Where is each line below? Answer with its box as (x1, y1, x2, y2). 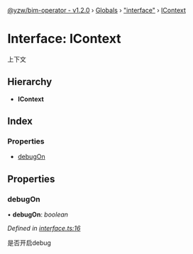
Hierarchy (7, 76, 53, 88)
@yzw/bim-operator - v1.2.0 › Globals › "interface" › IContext (7, 6, 187, 14)
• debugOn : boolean (7, 210, 69, 219)
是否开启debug (7, 238, 52, 247)
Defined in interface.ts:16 (7, 224, 81, 233)
